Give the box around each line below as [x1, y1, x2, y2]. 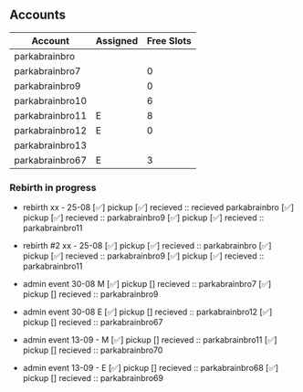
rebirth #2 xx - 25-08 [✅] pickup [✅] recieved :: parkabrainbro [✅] [22, 240, 272, 251]
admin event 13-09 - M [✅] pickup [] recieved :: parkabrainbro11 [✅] [22, 334, 277, 345]
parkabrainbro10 [14, 94, 88, 107]
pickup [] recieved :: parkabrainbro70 [22, 344, 163, 355]
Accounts [9, 7, 67, 23]
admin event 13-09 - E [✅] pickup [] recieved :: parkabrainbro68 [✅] [22, 363, 279, 374]
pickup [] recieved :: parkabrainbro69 [22, 373, 164, 384]
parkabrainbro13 [14, 139, 88, 152]
